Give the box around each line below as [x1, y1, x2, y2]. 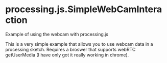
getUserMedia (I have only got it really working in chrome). [5, 52, 129, 58]
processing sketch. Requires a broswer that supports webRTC [5, 46, 136, 52]
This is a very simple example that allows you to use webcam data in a [5, 41, 153, 47]
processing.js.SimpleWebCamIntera [5, 4, 162, 15]
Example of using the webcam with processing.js [5, 31, 109, 37]
